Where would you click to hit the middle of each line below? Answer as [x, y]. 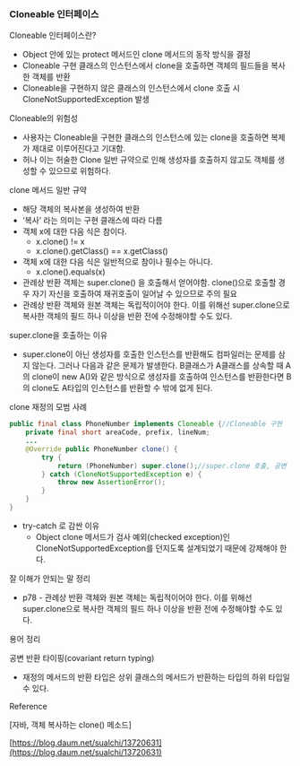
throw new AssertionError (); [111, 483]
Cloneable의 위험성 [44, 118]
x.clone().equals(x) [70, 272]
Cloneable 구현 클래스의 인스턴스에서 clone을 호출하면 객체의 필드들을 [146, 65]
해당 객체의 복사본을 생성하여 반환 [81, 209]
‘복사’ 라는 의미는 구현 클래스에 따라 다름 [92, 221]
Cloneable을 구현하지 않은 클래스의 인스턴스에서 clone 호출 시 [131, 88]
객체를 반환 [51, 77]
